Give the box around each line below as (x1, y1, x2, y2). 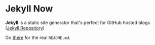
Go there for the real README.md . (5, 34, 71, 40)
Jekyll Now (5, 3, 53, 14)
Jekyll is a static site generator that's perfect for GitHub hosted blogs (5, 19, 150, 25)
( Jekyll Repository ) (5, 24, 45, 30)
